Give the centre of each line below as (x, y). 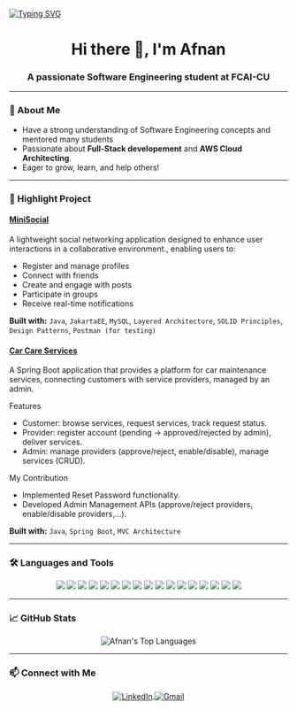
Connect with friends (60, 275)
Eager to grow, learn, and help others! (91, 167)
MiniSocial (29, 220)
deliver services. (52, 442)
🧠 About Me (35, 111)
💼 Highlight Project (50, 198)
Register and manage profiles (76, 266)
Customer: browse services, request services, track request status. (145, 423)
